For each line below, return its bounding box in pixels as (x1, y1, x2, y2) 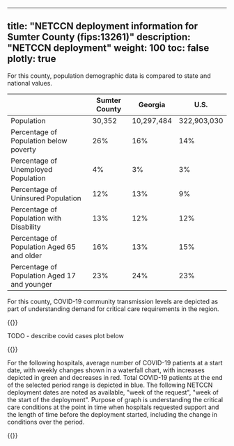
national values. (7, 79, 52, 87)
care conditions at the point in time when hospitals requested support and (7, 403, 219, 411)
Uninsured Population (10, 193, 81, 202)
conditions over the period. (7, 417, 85, 426)
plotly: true (7, 53, 56, 65)
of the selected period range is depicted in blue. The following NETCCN (7, 381, 213, 389)
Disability (10, 222, 41, 232)
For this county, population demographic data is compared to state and (7, 71, 211, 80)
